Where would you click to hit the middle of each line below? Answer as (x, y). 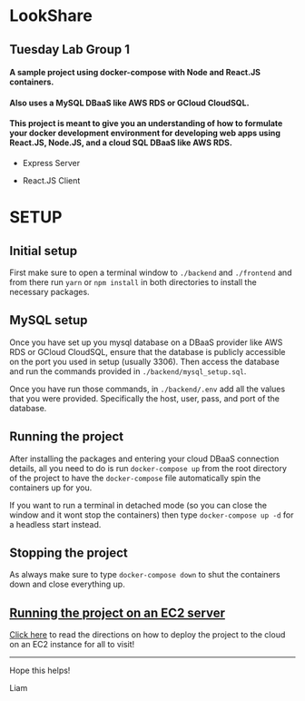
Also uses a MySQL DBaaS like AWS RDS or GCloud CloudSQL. (129, 103)
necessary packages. (49, 291)
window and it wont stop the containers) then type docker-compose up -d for (152, 515)
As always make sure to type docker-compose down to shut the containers (145, 575)
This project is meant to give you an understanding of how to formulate (146, 123)
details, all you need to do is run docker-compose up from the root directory (148, 468)
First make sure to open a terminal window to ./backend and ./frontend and (151, 272)
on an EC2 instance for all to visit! (72, 645)
